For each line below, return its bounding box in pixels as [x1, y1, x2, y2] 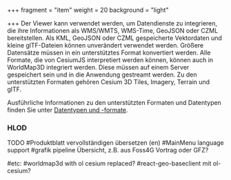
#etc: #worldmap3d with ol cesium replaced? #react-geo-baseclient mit [7, 159, 212, 168]
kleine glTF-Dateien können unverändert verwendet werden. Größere [7, 41, 204, 49]
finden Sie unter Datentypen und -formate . [7, 106, 129, 114]
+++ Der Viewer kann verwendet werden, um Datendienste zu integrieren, [7, 19, 218, 27]
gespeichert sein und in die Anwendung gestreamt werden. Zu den [7, 70, 197, 79]
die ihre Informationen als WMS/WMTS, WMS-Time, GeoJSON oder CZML [7, 27, 219, 34]
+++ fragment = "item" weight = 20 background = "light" [7, 6, 169, 14]
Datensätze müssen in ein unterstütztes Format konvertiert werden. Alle [7, 48, 211, 57]
